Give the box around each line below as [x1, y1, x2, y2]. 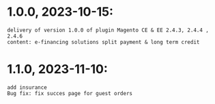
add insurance [7, 83, 48, 91]
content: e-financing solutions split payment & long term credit [7, 38, 200, 45]
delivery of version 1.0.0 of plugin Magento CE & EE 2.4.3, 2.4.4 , [7, 27, 210, 34]
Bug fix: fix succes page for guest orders [7, 90, 133, 96]
